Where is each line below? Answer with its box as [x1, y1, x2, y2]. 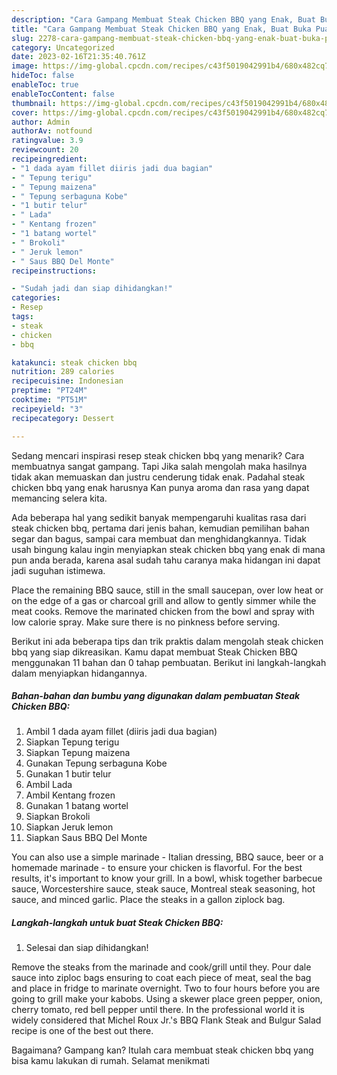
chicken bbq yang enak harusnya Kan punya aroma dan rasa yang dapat [11, 481, 310, 493]
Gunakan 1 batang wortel [25, 800, 129, 812]
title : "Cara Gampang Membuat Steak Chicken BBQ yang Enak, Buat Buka [11, 24, 312, 34]
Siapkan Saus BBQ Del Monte [25, 832, 148, 844]
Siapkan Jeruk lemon [25, 821, 114, 833]
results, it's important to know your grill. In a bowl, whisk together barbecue [11, 872, 323, 885]
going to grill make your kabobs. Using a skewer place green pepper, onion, [11, 993, 323, 1005]
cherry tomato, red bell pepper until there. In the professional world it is [11, 1004, 306, 1016]
